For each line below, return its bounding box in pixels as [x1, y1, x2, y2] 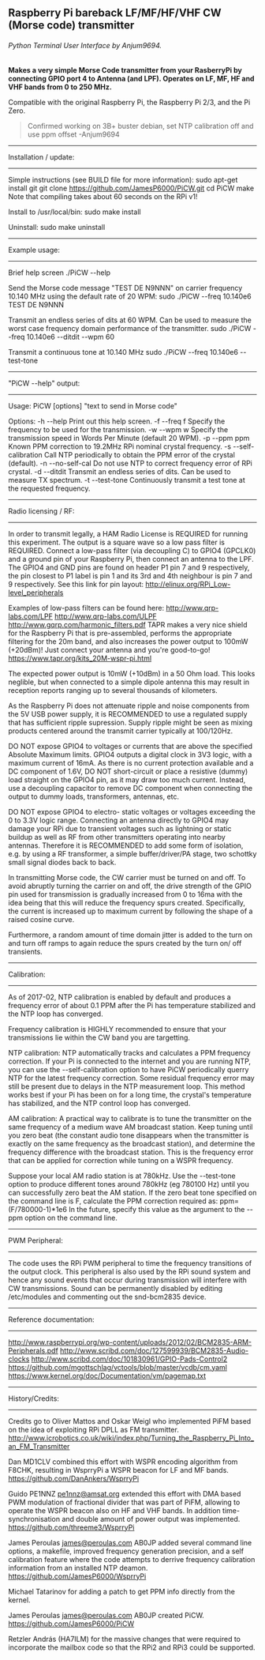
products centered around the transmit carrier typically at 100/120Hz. [8, 726, 233, 736]
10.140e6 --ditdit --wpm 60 [26, 332, 115, 341]
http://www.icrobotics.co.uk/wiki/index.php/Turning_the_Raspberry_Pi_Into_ [8, 1433, 255, 1443]
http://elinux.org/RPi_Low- [145, 579, 231, 589]
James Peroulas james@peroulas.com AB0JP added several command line [8, 1538, 252, 1547]
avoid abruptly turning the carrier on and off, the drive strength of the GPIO [8, 881, 252, 890]
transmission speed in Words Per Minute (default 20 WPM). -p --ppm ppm [8, 433, 250, 442]
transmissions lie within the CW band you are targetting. [8, 1033, 191, 1042]
